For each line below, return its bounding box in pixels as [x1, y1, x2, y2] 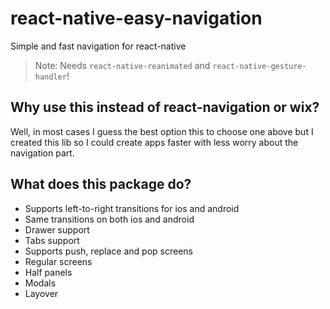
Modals [24, 277, 57, 289]
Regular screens [24, 255, 93, 267]
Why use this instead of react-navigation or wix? [10, 99, 320, 116]
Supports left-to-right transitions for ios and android [24, 202, 240, 214]
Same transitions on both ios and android [24, 213, 195, 225]
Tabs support [24, 234, 80, 246]
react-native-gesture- [212, 61, 307, 71]
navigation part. [10, 147, 75, 159]
